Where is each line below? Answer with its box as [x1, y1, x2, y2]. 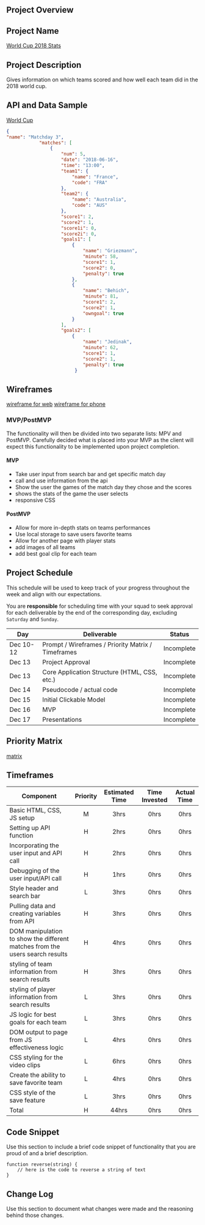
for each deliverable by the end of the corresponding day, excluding [6, 609, 178, 616]
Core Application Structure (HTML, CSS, [42, 667, 157, 676]
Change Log [6, 1189, 54, 1199]
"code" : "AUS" [71, 202, 108, 209]
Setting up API [9, 823, 51, 832]
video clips [9, 1061, 41, 1070]
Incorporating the [9, 841, 59, 850]
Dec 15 [9, 695, 31, 703]
